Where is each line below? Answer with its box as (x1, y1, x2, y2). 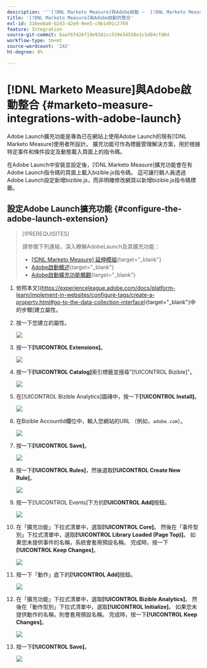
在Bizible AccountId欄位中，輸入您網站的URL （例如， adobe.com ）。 (15, 417, 186, 424)
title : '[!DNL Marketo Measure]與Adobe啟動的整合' (7, 15, 134, 21)
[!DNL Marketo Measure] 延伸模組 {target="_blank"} (31, 255, 162, 263)
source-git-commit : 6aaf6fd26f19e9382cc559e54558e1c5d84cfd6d (7, 32, 170, 38)
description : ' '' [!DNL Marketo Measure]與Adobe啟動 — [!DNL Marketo (7, 9, 186, 15)
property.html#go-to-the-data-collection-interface (15, 298, 144, 306)
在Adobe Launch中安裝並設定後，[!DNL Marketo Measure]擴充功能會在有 (7, 161, 193, 168)
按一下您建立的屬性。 (15, 319, 70, 326)
